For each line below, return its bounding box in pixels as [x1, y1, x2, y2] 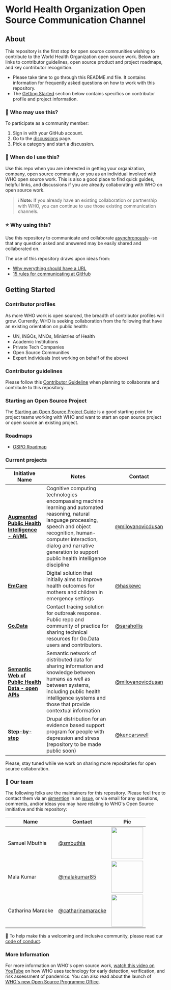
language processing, [46, 516, 98, 523]
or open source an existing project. [5, 419, 79, 426]
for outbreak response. [46, 609, 101, 617]
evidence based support [46, 721, 105, 729]
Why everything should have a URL [12, 265, 87, 271]
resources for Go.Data [46, 635, 99, 642]
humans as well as [46, 675, 91, 682]
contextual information [46, 707, 101, 714]
